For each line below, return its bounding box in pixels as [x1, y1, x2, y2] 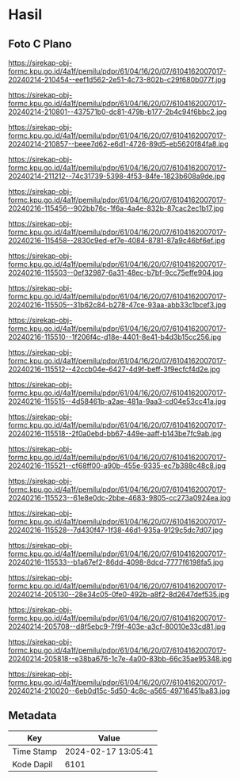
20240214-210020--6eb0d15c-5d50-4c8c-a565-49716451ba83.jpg [8, 687, 230, 695]
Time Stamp [12, 746, 58, 757]
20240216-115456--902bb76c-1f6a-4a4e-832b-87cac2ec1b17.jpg [8, 204, 224, 213]
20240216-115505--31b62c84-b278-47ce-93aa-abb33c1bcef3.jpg [8, 300, 227, 310]
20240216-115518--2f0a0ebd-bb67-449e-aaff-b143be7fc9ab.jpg [8, 429, 222, 438]
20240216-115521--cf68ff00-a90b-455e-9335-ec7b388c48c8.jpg [8, 461, 227, 470]
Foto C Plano [8, 37, 72, 51]
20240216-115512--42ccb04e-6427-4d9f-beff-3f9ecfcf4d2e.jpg [8, 364, 220, 374]
